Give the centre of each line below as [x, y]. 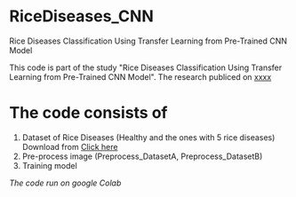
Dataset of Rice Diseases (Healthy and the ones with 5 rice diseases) [148, 137]
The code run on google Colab [65, 183]
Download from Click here [70, 146]
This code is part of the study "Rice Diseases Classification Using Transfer [146, 67]
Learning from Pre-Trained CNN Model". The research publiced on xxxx [140, 76]
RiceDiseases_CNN [81, 16]
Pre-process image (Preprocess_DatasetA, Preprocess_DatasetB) [142, 156]
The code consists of [88, 113]
